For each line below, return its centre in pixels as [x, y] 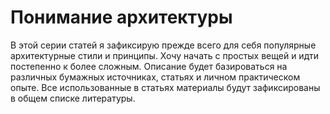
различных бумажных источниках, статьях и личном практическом [155, 77]
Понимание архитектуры [121, 17]
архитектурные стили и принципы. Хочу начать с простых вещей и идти [164, 55]
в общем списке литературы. [73, 98]
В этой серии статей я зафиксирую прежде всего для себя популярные [163, 45]
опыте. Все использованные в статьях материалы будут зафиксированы [165, 87]
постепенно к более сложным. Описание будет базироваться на [149, 66]
